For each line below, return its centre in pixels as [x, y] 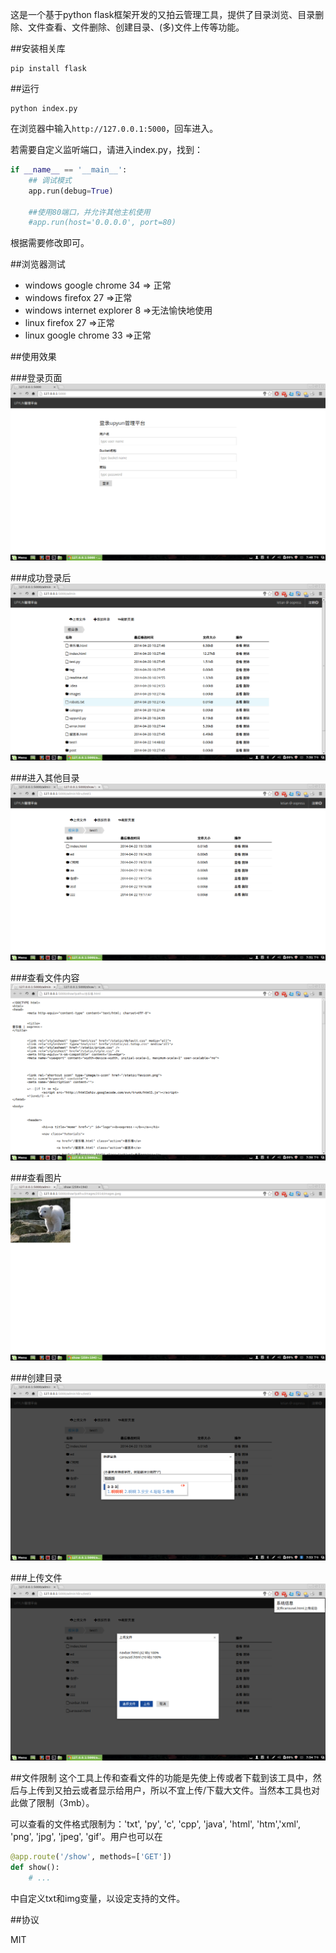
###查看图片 [36, 1178]
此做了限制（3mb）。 [52, 1803]
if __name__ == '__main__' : [69, 170]
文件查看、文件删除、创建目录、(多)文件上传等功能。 [136, 27]
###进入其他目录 [45, 778]
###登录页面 [36, 378]
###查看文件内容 [45, 978]
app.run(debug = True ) [71, 191]
